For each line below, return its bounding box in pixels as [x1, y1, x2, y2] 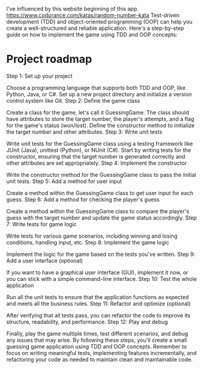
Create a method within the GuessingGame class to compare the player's [6, 207, 190, 215]
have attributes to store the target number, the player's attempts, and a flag [6, 115, 194, 122]
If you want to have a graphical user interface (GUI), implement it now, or [6, 269, 188, 276]
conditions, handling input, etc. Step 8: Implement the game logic [6, 238, 170, 246]
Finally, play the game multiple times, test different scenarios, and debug [6, 329, 188, 337]
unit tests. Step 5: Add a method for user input [6, 178, 122, 185]
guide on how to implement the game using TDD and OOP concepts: [6, 31, 178, 38]
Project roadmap [6, 52, 92, 66]
